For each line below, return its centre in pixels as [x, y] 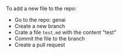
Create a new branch [40, 26]
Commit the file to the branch [50, 38]
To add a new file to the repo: [41, 9]
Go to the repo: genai [40, 20]
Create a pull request [40, 45]
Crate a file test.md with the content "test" [65, 32]
